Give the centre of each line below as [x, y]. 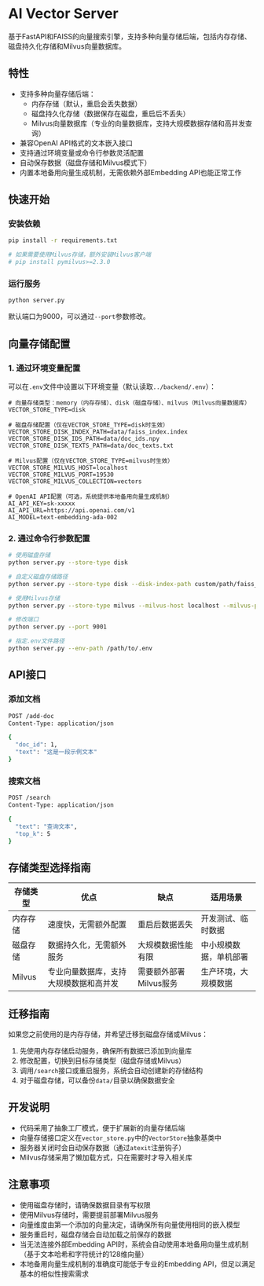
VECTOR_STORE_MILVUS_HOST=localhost [68, 467]
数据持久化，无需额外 [87, 945]
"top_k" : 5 [33, 834]
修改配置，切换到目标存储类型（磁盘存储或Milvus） [103, 1061]
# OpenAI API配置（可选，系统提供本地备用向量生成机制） [91, 496]
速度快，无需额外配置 [87, 925]
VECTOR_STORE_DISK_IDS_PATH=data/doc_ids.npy [84, 438]
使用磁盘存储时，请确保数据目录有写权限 [85, 1205]
